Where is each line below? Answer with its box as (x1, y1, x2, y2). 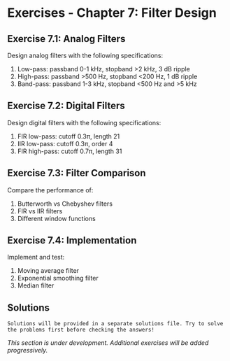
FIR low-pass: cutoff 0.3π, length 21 (17, 132, 120, 141)
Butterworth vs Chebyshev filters (17, 199, 113, 208)
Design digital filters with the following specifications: (7, 118, 161, 127)
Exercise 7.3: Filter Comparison (7, 167, 146, 179)
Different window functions (17, 214, 96, 222)
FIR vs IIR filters (17, 206, 63, 215)
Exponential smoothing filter (17, 274, 99, 283)
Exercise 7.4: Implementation (7, 234, 137, 246)
